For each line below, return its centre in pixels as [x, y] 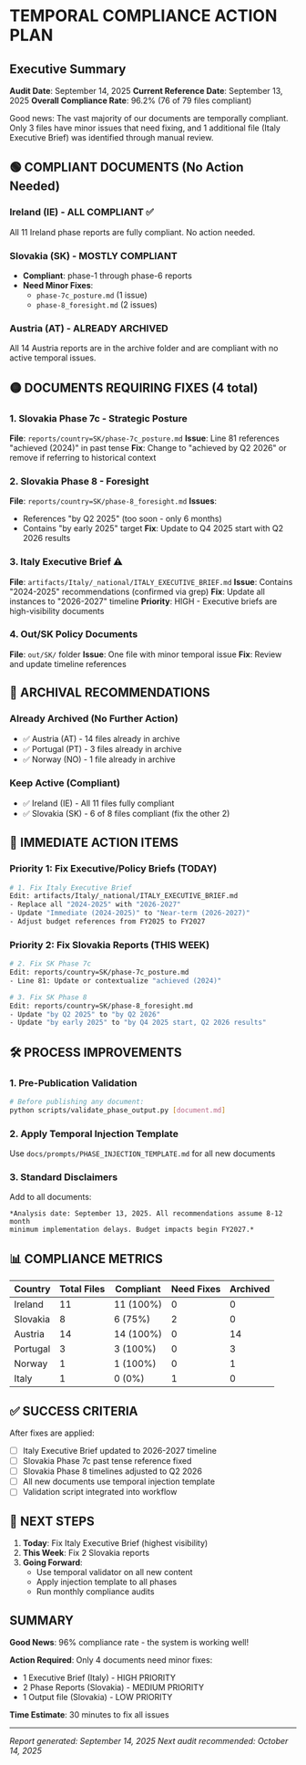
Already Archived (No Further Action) [94, 719]
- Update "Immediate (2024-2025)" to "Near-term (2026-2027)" [130, 914]
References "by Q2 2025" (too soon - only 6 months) [122, 519]
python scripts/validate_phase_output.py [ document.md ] [117, 1110]
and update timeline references [68, 663]
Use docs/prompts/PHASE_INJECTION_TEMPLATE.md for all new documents [143, 1154]
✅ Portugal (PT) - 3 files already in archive [102, 748]
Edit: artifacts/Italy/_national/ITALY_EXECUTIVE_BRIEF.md [124, 896]
